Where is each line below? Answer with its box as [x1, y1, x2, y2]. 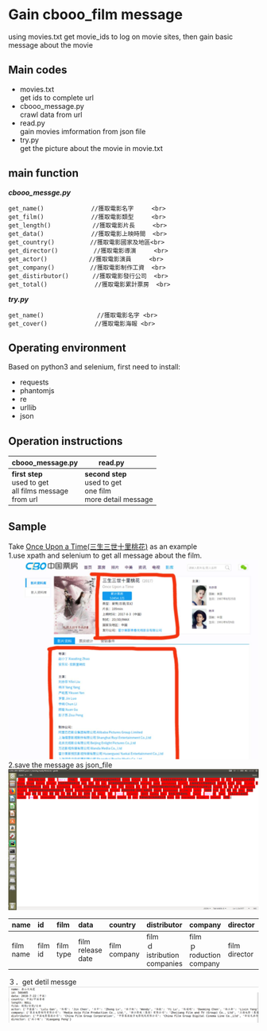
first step [11, 469, 43, 478]
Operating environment [8, 341, 127, 354]
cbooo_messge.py [8, 187, 72, 197]
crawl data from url [19, 110, 83, 119]
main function [8, 167, 79, 180]
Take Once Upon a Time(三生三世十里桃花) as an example [8, 542, 197, 551]
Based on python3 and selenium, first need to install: [8, 362, 181, 372]
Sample [8, 519, 47, 533]
